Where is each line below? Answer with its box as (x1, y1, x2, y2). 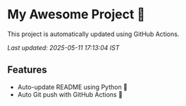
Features (7, 64, 47, 76)
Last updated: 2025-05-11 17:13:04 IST (7, 43, 120, 52)
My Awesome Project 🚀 (7, 6, 146, 23)
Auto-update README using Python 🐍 (17, 83, 128, 91)
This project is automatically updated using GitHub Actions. (7, 30, 180, 38)
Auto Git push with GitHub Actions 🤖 (17, 90, 123, 98)
